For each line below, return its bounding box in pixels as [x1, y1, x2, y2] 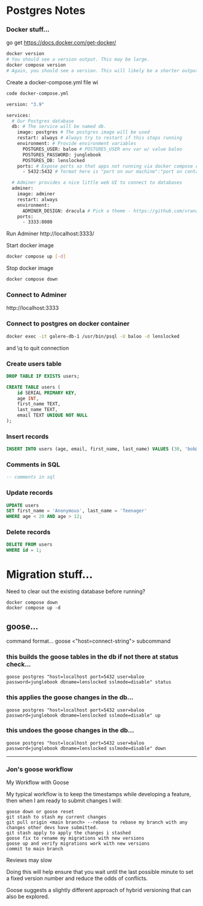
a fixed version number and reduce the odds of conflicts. [6, 874, 148, 882]
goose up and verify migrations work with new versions [6, 841, 150, 847]
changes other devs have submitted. [6, 825, 98, 831]
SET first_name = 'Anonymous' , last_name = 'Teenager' [6, 508, 147, 514]
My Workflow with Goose [6, 779, 69, 786]
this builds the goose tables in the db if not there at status [6, 653, 179, 661]
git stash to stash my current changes [6, 814, 107, 820]
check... [6, 660, 31, 668]
